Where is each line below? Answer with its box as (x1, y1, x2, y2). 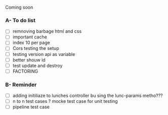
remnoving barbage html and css (12, 28, 82, 34)
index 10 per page (12, 40, 51, 46)
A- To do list (5, 17, 35, 24)
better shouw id (12, 56, 46, 63)
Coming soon (5, 5, 33, 10)
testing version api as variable (12, 51, 75, 57)
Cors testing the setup (12, 45, 59, 51)
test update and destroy (12, 63, 63, 69)
